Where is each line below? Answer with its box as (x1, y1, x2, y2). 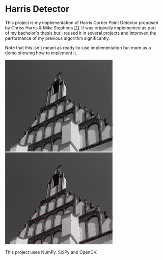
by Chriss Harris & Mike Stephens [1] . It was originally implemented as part (5, 24, 156, 30)
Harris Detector (5, 3, 70, 15)
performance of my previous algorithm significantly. (5, 35, 110, 41)
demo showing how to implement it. (5, 50, 78, 56)
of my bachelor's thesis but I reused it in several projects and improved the (5, 30, 157, 36)
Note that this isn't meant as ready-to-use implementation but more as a (5, 45, 151, 50)
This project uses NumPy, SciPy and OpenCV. (5, 249, 98, 255)
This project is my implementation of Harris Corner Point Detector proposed (5, 20, 159, 25)
